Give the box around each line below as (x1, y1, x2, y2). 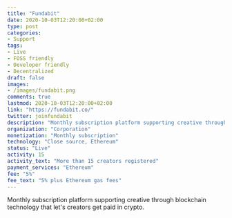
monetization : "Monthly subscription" (7, 132, 119, 139)
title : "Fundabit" (7, 10, 60, 17)
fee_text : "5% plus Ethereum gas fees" (7, 177, 122, 184)
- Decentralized (7, 68, 54, 75)
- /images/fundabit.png (7, 87, 76, 94)
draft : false (7, 74, 45, 81)
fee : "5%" (7, 170, 36, 177)
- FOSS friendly (7, 55, 54, 62)
